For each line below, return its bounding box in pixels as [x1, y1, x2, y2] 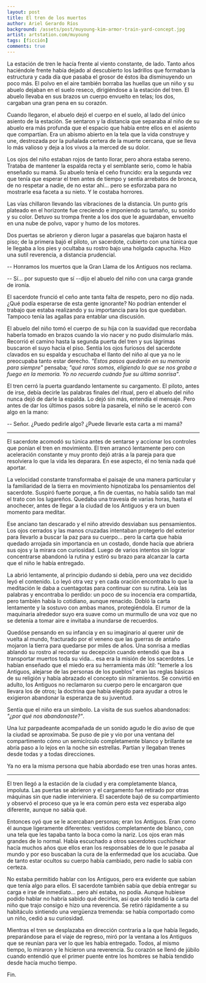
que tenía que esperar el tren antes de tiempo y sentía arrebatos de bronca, [7, 175, 197, 182]
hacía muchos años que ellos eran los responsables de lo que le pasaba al [7, 844, 194, 851]
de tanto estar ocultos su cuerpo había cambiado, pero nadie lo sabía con [7, 857, 193, 864]
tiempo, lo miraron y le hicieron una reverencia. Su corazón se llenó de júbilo [7, 946, 200, 953]
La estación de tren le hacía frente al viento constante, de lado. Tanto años [7, 60, 195, 67]
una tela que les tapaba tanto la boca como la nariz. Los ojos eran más [7, 831, 185, 838]
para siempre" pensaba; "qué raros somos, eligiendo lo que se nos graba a [7, 363, 197, 371]
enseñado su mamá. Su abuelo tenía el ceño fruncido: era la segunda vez [7, 168, 192, 175]
